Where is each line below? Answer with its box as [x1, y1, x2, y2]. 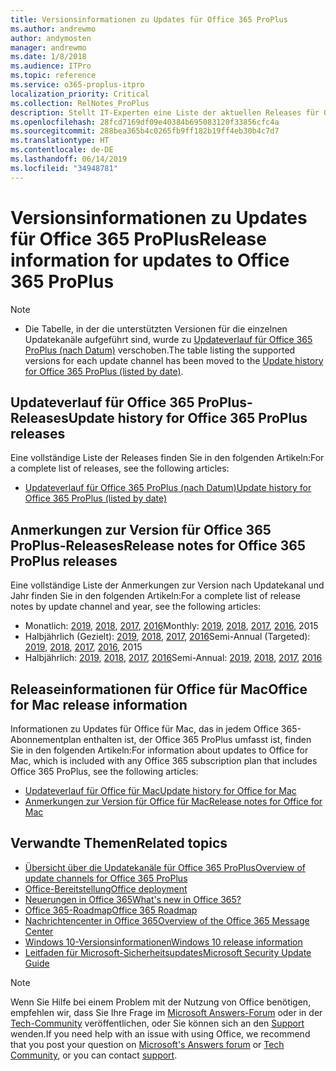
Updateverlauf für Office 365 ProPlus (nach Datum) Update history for [24, 482, 312, 494]
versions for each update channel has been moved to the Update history [24, 354, 324, 366]
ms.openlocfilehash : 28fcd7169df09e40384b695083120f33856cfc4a [10, 117, 280, 127]
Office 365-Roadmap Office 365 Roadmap [24, 904, 198, 916]
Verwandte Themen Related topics [10, 835, 228, 852]
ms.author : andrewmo [10, 24, 97, 34]
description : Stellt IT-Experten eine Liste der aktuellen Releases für [10, 107, 320, 118]
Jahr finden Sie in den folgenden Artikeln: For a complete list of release [10, 590, 301, 602]
